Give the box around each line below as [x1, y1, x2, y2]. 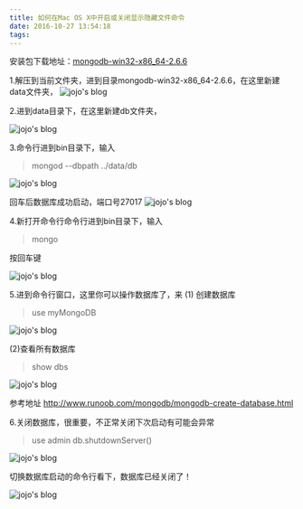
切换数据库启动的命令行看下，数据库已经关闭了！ [9, 471, 192, 482]
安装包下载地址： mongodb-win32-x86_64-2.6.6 [9, 56, 188, 67]
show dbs [31, 362, 69, 372]
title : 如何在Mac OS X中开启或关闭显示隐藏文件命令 [9, 13, 185, 23]
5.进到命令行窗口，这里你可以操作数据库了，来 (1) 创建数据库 [9, 289, 236, 300]
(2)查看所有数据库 [9, 344, 76, 354]
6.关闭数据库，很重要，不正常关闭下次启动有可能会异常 [9, 417, 215, 428]
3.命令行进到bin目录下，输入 [9, 142, 116, 154]
